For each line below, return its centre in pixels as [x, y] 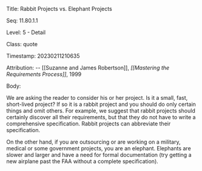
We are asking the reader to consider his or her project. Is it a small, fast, [97, 98]
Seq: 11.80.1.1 [22, 20]
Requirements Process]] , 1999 [44, 74]
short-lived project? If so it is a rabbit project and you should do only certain [101, 104]
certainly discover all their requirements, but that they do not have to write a [101, 117]
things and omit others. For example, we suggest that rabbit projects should [101, 111]
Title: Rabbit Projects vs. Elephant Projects [59, 9]
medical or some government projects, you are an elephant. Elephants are [99, 148]
